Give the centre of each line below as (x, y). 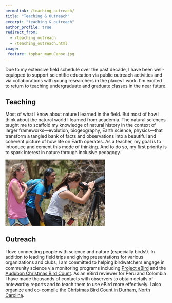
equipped (15, 75)
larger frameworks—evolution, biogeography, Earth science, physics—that (84, 130)
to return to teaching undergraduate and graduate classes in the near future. (86, 86)
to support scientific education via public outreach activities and (94, 75)
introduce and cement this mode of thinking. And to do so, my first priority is (86, 147)
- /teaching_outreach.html (39, 44)
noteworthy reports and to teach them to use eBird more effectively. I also (83, 285)
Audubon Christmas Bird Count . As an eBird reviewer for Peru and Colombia (86, 273)
